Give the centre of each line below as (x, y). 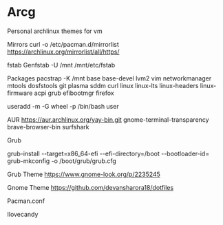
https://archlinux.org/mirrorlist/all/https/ (63, 52)
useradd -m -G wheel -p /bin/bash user (63, 106)
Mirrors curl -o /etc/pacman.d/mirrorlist (63, 44)
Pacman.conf (26, 201)
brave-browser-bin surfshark (48, 127)
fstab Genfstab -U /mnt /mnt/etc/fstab (61, 65)
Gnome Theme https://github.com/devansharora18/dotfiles (91, 187)
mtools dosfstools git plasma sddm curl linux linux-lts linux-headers (103, 85)
